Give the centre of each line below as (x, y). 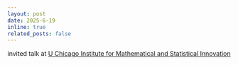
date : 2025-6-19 (31, 20)
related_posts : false (39, 34)
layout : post (27, 14)
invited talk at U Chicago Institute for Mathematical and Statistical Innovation (119, 54)
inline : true (27, 27)
